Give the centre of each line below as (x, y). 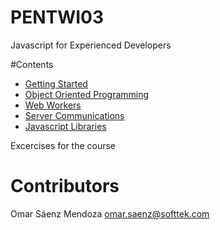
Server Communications (74, 115)
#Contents (32, 64)
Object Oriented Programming (87, 94)
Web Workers (53, 105)
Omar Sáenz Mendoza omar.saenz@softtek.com (110, 213)
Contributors (65, 186)
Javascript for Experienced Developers (91, 45)
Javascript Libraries (65, 126)
